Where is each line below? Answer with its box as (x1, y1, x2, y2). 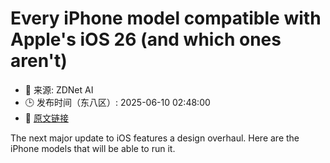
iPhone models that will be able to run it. (10, 142, 176, 154)
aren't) (10, 50, 68, 72)
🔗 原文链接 (24, 112, 69, 124)
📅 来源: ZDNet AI (24, 83, 94, 96)
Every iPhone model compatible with (10, 7, 322, 30)
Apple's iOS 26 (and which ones (10, 28, 282, 51)
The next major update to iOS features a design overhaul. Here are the (10, 132, 300, 144)
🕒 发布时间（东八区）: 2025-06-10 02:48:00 (24, 96, 211, 108)
